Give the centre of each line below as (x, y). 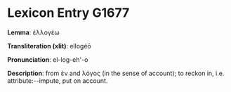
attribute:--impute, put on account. (58, 80)
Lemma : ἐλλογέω (33, 32)
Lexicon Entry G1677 (68, 13)
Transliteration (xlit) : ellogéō (49, 46)
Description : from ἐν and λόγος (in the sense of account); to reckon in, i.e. (116, 73)
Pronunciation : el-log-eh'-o (48, 59)
